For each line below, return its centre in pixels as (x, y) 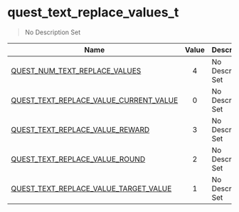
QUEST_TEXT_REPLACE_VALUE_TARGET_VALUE (91, 188)
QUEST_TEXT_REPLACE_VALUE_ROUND (78, 159)
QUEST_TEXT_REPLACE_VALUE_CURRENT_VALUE (95, 100)
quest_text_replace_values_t (93, 12)
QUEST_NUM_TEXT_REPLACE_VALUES (76, 71)
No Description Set (52, 32)
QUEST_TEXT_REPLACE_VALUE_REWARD (80, 129)
